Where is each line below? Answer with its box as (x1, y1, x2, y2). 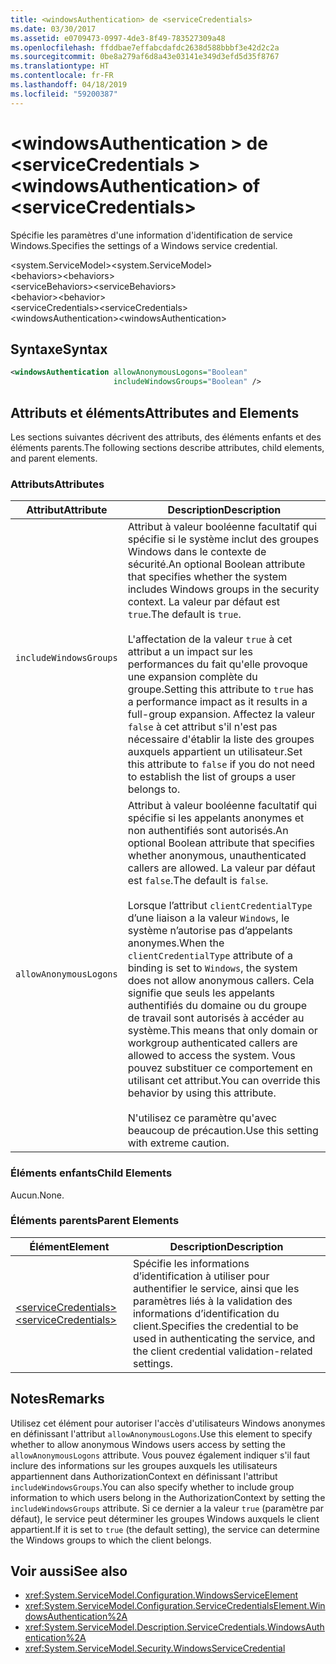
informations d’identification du (132, 1306, 280, 1320)
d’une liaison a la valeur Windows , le (127, 911, 290, 925)
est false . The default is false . (127, 874, 269, 888)
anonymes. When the (127, 936, 225, 950)
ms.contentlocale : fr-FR (10, 71, 114, 81)
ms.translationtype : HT (10, 61, 110, 71)
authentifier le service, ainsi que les (132, 1281, 300, 1295)
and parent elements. (10, 452, 98, 464)
